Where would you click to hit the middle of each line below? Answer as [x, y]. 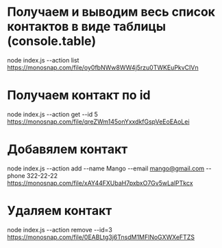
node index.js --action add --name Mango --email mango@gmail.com [106, 168]
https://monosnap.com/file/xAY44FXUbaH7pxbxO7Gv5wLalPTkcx [100, 183]
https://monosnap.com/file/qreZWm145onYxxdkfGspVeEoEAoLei [98, 122]
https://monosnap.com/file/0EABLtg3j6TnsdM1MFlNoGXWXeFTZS [101, 237]
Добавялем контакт [67, 149]
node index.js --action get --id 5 [52, 114]
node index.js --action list [43, 60]
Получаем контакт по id [79, 95]
